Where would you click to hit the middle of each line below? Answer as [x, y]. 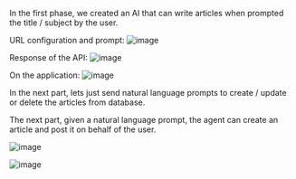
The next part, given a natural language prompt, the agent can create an [144, 120]
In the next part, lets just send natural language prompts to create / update [148, 93]
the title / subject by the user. [64, 23]
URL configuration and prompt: [67, 40]
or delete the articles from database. [77, 102]
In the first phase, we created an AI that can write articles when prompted [147, 13]
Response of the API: [48, 57]
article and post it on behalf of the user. [83, 129]
